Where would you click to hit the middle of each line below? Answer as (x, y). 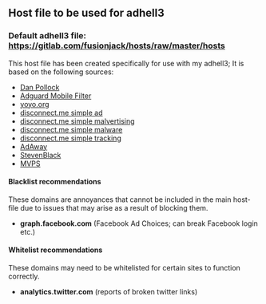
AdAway (34, 146)
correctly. (24, 276)
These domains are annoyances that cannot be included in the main (120, 199)
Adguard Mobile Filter (56, 96)
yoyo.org (34, 104)
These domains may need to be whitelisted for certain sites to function (125, 268)
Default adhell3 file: (47, 36)
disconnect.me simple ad (61, 113)
